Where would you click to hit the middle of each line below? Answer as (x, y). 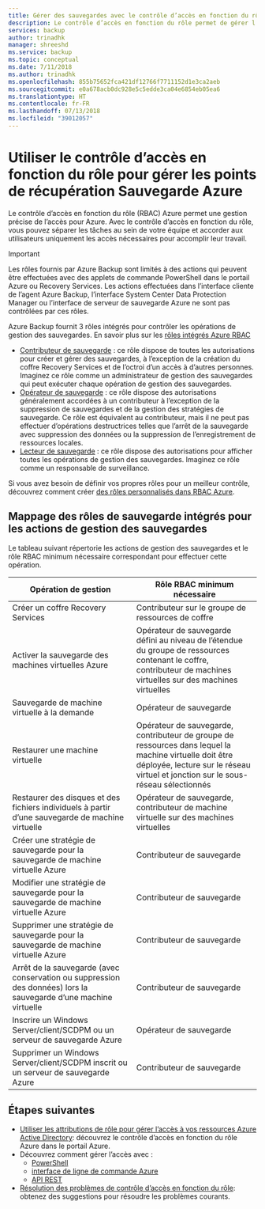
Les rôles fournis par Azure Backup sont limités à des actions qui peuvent (128, 269)
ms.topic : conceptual (44, 60)
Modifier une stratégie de (59, 882)
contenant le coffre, (172, 660)
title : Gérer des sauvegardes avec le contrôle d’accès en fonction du (128, 15)
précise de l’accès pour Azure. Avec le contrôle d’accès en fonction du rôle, (131, 222)
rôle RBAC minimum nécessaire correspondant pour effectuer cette (118, 556)
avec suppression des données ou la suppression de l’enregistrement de (138, 434)
